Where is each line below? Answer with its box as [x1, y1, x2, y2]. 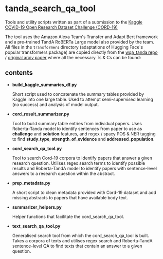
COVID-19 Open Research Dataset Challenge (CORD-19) [5, 24, 118, 30]
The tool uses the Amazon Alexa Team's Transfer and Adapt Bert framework [5, 34, 158, 40]
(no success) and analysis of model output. [12, 101, 99, 108]
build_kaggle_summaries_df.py [12, 82, 77, 87]
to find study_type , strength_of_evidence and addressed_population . [12, 136, 155, 142]
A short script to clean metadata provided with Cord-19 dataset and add [12, 189, 157, 195]
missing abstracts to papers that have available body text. [12, 194, 128, 200]
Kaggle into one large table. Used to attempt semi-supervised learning [12, 96, 153, 102]
